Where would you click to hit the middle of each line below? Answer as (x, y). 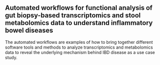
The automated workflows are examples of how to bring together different (79, 42)
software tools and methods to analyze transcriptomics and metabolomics (79, 47)
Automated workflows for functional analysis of (79, 8)
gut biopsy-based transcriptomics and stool (73, 16)
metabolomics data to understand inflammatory (79, 23)
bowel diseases (29, 31)
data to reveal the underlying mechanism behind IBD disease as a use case (80, 52)
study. (11, 57)
